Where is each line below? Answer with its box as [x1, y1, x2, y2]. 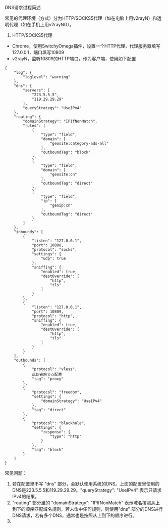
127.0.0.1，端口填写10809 [12, 50, 64, 55]
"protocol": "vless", [31, 367, 78, 372]
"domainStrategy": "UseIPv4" [40, 399, 102, 404]
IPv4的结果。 [12, 494, 40, 499]
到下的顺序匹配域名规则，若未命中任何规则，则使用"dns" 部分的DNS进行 [12, 506, 163, 512]
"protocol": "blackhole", [31, 421, 86, 426]
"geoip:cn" [49, 203, 73, 208]
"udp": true [40, 256, 66, 261]
